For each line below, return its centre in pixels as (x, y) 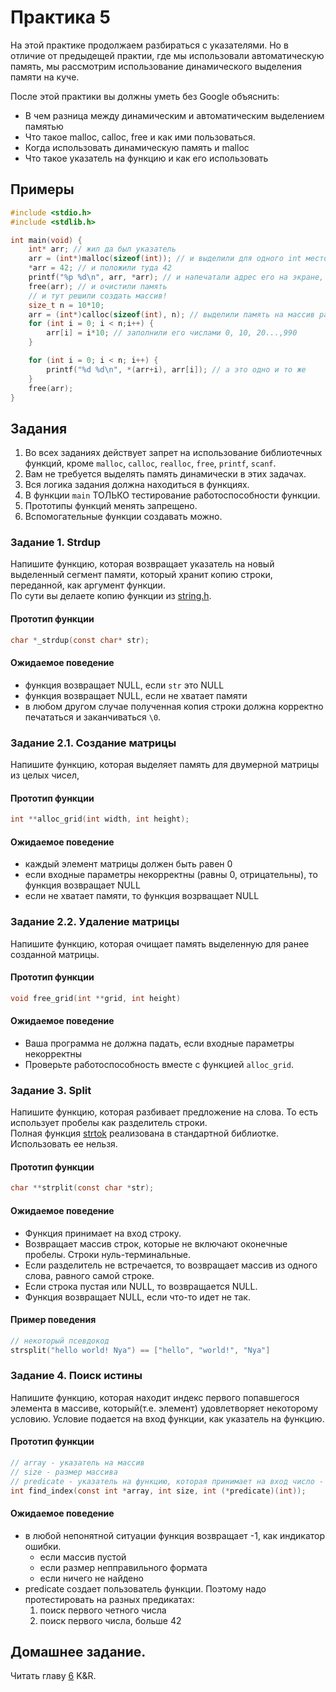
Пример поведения (53, 1320)
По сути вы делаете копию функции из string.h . (111, 596)
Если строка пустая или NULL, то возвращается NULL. (141, 1286)
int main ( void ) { (46, 240)
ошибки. (43, 1546)
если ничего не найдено (91, 1578)
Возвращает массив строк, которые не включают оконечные (156, 1243)
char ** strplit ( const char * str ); (82, 1188)
